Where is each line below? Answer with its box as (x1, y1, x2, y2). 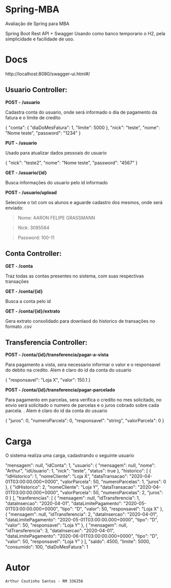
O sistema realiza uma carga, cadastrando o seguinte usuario (5, 452, 134, 459)
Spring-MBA (5, 4, 60, 15)
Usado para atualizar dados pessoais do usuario (5, 149, 107, 156)
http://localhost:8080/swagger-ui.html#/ (5, 71, 90, 77)
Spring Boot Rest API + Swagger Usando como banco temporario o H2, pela (5, 30, 166, 36)
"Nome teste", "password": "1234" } (5, 129, 81, 136)
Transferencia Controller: (5, 338, 88, 346)
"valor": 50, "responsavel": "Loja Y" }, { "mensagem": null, (5, 522, 128, 528)
